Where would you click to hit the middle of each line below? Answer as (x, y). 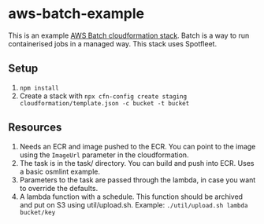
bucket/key (37, 212)
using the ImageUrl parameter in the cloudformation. (104, 155)
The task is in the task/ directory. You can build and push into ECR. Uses (137, 163)
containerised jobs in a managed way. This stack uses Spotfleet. (113, 43)
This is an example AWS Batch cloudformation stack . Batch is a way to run (129, 35)
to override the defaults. (59, 188)
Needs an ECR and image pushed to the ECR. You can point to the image (138, 146)
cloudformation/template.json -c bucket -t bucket (104, 103)
